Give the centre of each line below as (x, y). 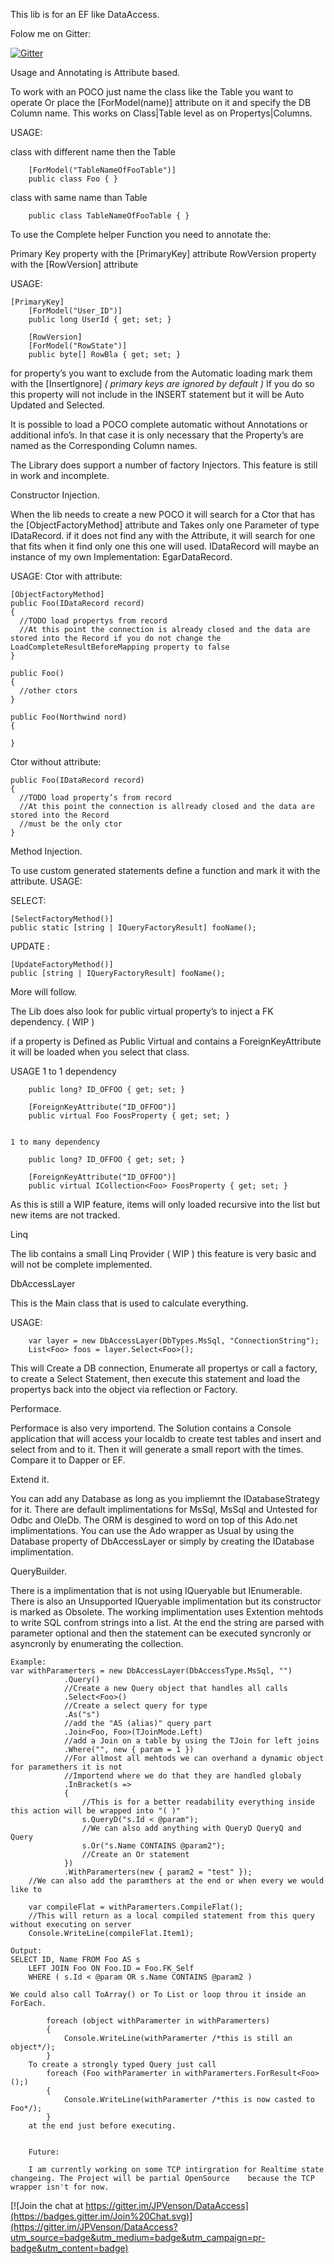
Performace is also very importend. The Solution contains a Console (151, 1428)
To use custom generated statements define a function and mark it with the (165, 870)
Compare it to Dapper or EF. (68, 1460)
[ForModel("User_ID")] (75, 311)
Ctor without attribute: (56, 762)
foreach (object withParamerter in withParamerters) (158, 2021)
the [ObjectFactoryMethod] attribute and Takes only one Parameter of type (165, 525)
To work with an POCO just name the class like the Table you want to (152, 92)
